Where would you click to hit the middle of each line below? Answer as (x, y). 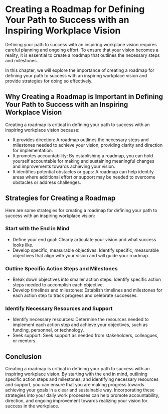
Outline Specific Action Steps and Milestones (61, 268)
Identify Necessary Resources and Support (59, 308)
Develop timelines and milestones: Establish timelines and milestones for (88, 290)
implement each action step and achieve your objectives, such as (80, 325)
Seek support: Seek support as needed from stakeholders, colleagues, (86, 336)
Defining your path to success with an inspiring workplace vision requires (81, 44)
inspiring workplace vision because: (42, 130)
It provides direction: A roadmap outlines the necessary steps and (80, 140)
